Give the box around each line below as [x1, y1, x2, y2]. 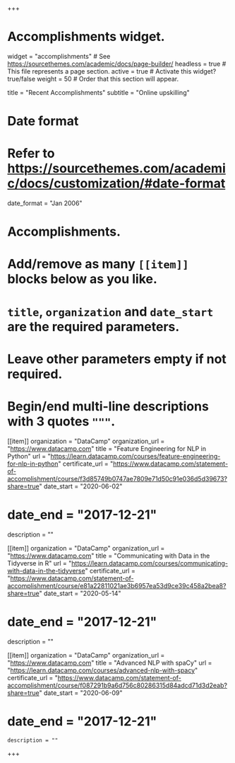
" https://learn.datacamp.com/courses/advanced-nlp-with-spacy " [7, 666, 198, 675]
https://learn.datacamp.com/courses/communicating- [71, 558, 228, 567]
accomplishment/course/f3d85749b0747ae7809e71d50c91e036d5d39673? [7, 474, 228, 483]
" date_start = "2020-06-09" [39, 688, 123, 697]
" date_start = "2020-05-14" [39, 589, 121, 597]
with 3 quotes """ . [7, 413, 116, 429]
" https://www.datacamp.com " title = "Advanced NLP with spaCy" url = [7, 658, 212, 667]
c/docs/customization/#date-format [7, 176, 226, 192]
